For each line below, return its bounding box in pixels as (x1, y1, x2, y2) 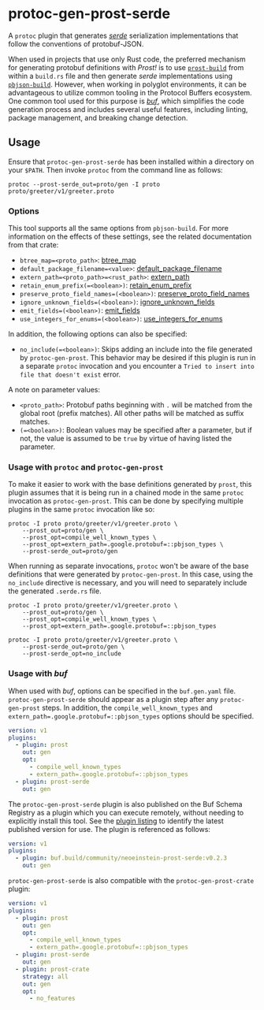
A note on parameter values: (8, 385, 101, 395)
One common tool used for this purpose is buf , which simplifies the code (8, 96, 244, 106)
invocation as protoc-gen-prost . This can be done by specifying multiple (8, 496, 244, 506)
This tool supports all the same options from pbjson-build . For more (8, 224, 229, 233)
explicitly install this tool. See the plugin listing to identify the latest (8, 816, 225, 826)
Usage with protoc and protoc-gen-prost (8, 462, 164, 473)
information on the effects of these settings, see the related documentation (8, 232, 252, 241)
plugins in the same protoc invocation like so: (8, 505, 155, 514)
